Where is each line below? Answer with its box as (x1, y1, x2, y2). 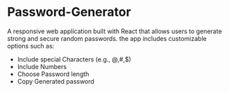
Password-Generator (7, 4, 132, 20)
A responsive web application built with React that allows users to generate (7, 27, 222, 35)
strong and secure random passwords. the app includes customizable (7, 34, 207, 42)
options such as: (7, 42, 55, 50)
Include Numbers (17, 62, 67, 71)
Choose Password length (17, 70, 90, 78)
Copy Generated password (17, 77, 95, 85)
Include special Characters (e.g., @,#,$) (17, 55, 132, 63)
